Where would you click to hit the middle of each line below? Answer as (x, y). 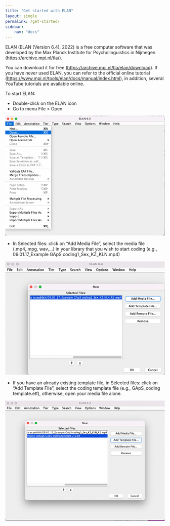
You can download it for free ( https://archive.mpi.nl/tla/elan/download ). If (81, 68)
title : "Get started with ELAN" (39, 11)
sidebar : (14, 27)
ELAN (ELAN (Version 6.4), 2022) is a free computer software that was (79, 47)
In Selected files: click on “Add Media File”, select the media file (79, 244)
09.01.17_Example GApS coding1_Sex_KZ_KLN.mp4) (66, 254)
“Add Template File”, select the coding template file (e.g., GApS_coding (86, 388)
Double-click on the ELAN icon (45, 103)
